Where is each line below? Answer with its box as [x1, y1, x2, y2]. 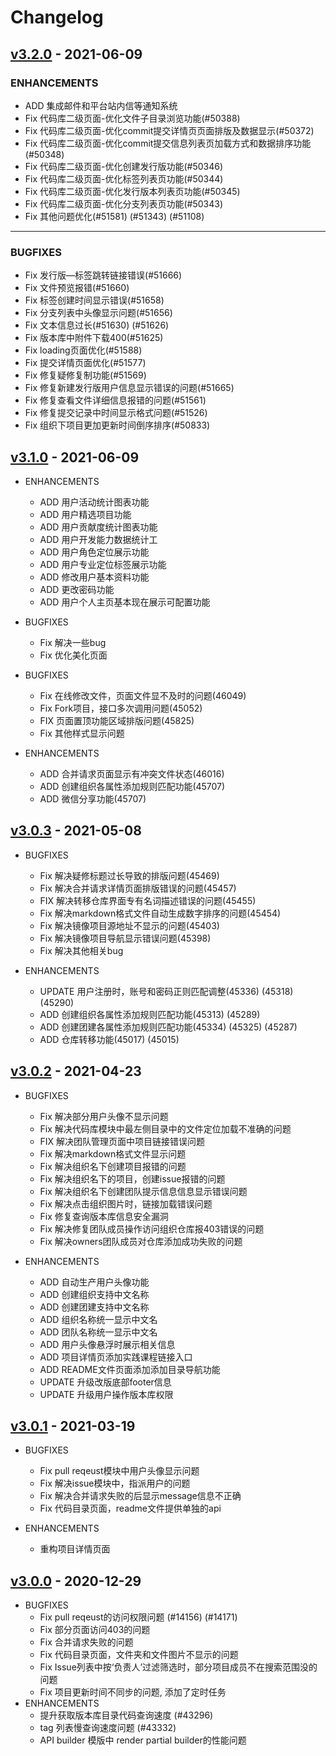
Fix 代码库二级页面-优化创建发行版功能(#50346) [24, 160, 224, 172]
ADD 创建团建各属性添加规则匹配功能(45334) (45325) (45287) [39, 1021, 298, 1033]
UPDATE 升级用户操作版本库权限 [39, 1388, 174, 1400]
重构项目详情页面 [39, 1543, 111, 1555]
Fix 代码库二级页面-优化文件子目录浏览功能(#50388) [24, 112, 241, 124]
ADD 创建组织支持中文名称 [39, 1288, 150, 1300]
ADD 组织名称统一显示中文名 [39, 1313, 158, 1325]
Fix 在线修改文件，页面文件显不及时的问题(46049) [39, 689, 247, 701]
